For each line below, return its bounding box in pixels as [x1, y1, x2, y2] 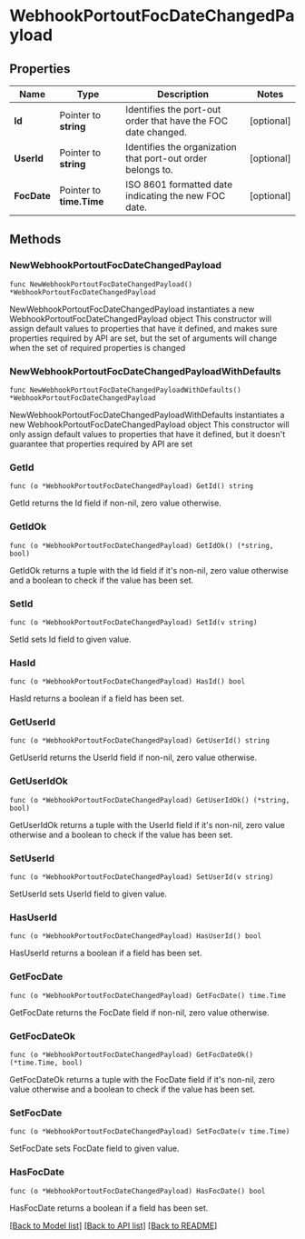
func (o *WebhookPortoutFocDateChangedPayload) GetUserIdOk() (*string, [9, 795, 290, 804]
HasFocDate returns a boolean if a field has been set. [9, 1202, 209, 1214]
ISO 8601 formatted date [125, 178, 233, 191]
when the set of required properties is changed [9, 342, 186, 353]
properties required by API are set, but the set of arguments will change [9, 333, 278, 344]
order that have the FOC [125, 115, 229, 127]
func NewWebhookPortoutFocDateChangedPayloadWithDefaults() [9, 385, 242, 395]
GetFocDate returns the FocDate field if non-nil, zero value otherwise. [9, 1006, 270, 1018]
